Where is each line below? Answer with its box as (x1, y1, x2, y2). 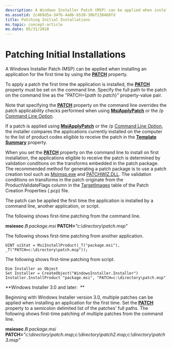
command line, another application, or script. (5, 203, 100, 209)
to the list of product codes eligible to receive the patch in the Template (5, 134, 157, 140)
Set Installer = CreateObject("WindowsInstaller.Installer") (5, 271, 139, 276)
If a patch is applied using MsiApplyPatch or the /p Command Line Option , (5, 123, 163, 129)
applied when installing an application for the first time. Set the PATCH (5, 300, 154, 306)
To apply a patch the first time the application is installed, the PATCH (5, 81, 150, 87)
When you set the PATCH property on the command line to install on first (5, 150, 159, 156)
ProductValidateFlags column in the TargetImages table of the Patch (5, 182, 149, 188)
